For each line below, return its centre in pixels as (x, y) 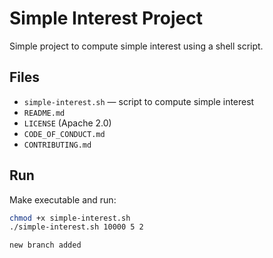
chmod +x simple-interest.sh (70, 218)
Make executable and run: (63, 199)
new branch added (45, 245)
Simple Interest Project (106, 18)
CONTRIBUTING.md (57, 145)
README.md (44, 113)
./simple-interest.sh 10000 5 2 (76, 227)
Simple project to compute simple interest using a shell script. (136, 46)
